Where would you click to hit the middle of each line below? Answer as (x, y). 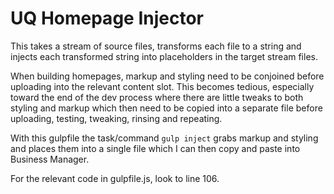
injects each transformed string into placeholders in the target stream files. (164, 56)
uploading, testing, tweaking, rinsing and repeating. (116, 118)
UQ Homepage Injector (107, 18)
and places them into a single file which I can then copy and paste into (155, 148)
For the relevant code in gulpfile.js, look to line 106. (115, 178)
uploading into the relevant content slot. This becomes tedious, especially (162, 86)
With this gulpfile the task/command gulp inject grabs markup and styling (164, 138)
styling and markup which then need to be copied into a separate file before (166, 108)
